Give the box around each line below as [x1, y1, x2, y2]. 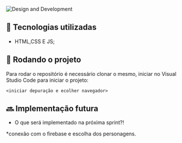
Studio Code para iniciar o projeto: [6, 76, 89, 83]
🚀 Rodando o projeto [6, 55, 82, 65]
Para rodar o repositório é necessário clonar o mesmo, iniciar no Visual [6, 70, 177, 77]
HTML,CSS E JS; [14, 38, 55, 45]
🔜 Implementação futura [6, 104, 99, 114]
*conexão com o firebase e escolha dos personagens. [6, 130, 136, 137]
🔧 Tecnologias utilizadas [6, 22, 97, 32]
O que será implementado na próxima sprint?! [14, 119, 124, 126]
